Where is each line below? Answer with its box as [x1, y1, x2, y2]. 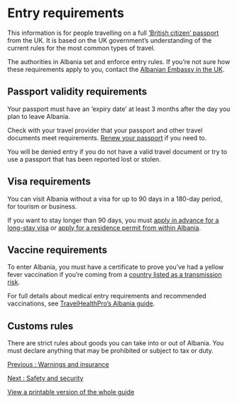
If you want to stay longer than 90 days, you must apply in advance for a [7, 216, 219, 224]
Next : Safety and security [7, 374, 84, 382]
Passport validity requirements [7, 85, 148, 98]
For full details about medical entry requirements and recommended [7, 292, 207, 300]
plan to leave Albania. [7, 112, 71, 120]
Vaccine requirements [7, 244, 108, 256]
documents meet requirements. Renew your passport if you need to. [7, 133, 207, 142]
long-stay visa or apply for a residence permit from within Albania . [7, 223, 201, 232]
